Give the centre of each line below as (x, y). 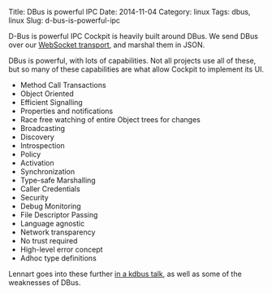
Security (34, 197)
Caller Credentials (50, 189)
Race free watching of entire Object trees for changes (110, 120)
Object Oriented (47, 94)
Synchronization (47, 171)
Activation (37, 163)
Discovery (37, 137)
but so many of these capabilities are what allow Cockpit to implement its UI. (136, 69)
